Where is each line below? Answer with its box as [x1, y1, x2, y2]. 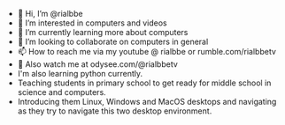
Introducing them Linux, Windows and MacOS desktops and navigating [17, 97, 277, 107]
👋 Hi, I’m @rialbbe [17, 9, 83, 18]
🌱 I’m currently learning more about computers [17, 27, 189, 37]
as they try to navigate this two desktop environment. [17, 106, 212, 116]
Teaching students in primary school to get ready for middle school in [17, 77, 272, 88]
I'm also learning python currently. [17, 69, 143, 78]
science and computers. [17, 87, 106, 97]
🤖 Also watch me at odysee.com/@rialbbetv [17, 59, 179, 70]
